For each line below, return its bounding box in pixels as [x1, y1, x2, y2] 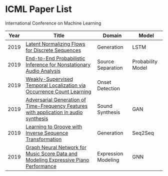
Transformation [25, 135, 62, 142]
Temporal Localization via [25, 82, 86, 89]
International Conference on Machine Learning [5, 20, 101, 26]
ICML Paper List [5, 4, 72, 15]
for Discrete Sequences [25, 47, 81, 54]
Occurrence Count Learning [25, 88, 91, 95]
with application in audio [25, 109, 83, 116]
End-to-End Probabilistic [25, 55, 85, 62]
